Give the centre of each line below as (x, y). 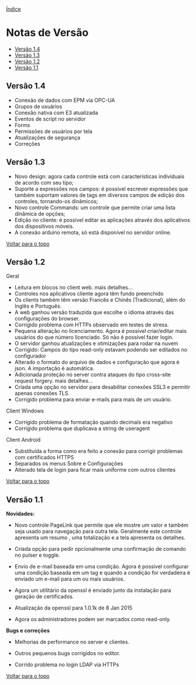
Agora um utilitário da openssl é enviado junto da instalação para (93, 590)
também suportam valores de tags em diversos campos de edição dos (99, 195)
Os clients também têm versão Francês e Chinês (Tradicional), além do (100, 300)
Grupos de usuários (38, 106)
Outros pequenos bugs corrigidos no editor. (67, 653)
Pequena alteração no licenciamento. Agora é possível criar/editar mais (101, 331)
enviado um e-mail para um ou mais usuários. (69, 579)
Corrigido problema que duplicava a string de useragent (82, 428)
